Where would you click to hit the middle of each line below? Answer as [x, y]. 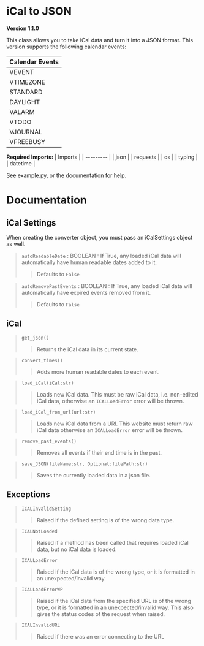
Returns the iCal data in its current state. [88, 349]
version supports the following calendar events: [66, 47]
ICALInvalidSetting [46, 509]
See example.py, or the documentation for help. [66, 175]
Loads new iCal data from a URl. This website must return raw [115, 424]
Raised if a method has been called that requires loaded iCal [112, 542]
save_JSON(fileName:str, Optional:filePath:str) [85, 464]
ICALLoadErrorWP [42, 590]
